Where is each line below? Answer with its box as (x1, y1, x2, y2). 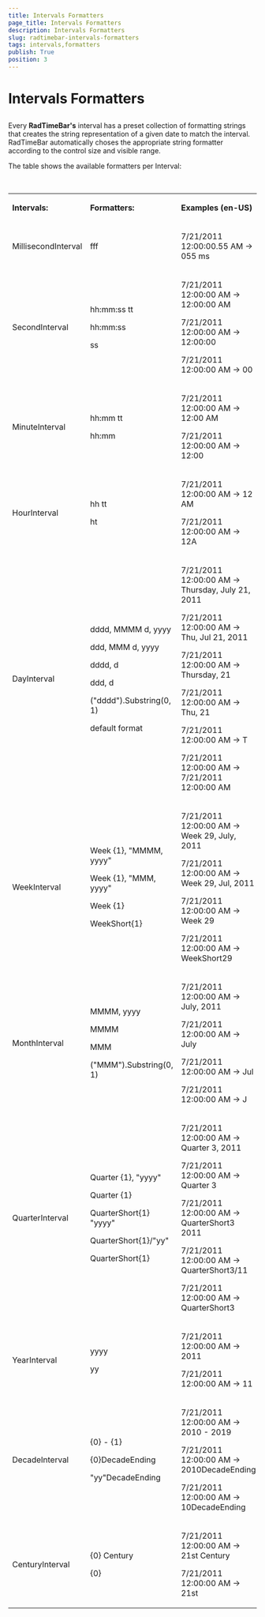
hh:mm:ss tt (89, 304, 134, 315)
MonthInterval (12, 1038, 65, 1049)
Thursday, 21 (181, 669, 231, 680)
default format (89, 723, 144, 734)
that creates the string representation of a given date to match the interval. (8, 130, 251, 139)
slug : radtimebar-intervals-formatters (8, 33, 140, 42)
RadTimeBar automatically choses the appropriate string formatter (8, 137, 223, 147)
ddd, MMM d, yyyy (89, 641, 159, 652)
